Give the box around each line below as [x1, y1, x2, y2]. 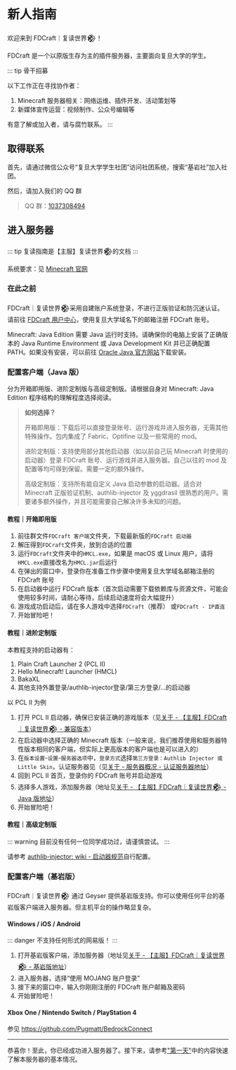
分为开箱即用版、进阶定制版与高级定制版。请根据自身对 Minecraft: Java [7, 385, 214, 393]
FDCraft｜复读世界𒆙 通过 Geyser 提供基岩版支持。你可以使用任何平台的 [7, 892, 219, 900]
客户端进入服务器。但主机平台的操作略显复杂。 [19, 903, 155, 911]
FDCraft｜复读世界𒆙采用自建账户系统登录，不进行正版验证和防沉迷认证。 [7, 304, 224, 312]
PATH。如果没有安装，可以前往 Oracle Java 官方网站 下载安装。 [7, 348, 191, 356]
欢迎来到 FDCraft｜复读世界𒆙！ [7, 33, 103, 42]
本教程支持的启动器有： [7, 646, 75, 654]
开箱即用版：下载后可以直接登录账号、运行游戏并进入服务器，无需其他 [24, 424, 228, 432]
